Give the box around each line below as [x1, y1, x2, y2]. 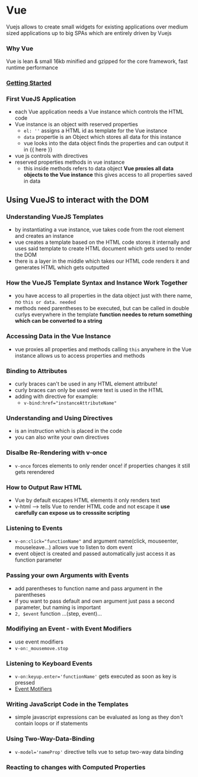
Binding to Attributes [6, 367, 68, 375]
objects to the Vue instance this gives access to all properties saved [23, 171, 193, 179]
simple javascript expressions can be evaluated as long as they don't [14, 714, 183, 721]
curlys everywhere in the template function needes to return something [14, 311, 193, 318]
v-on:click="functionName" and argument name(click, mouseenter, [14, 537, 179, 544]
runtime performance [6, 64, 58, 71]
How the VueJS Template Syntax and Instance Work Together [6, 279, 188, 287]
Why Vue [6, 44, 34, 52]
